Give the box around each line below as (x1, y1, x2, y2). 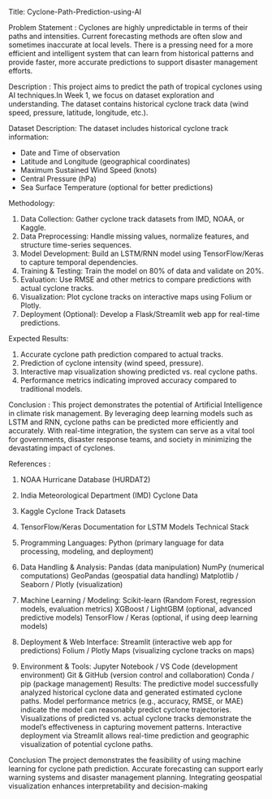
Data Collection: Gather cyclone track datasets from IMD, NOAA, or (19, 214, 245, 223)
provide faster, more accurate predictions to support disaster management (8, 57, 258, 67)
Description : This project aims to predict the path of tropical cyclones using (8, 81, 262, 91)
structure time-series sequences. (19, 240, 132, 249)
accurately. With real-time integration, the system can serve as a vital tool (8, 426, 255, 435)
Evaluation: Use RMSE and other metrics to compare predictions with (19, 274, 252, 284)
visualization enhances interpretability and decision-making (8, 781, 209, 791)
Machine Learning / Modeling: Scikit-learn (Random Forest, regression (19, 595, 256, 605)
